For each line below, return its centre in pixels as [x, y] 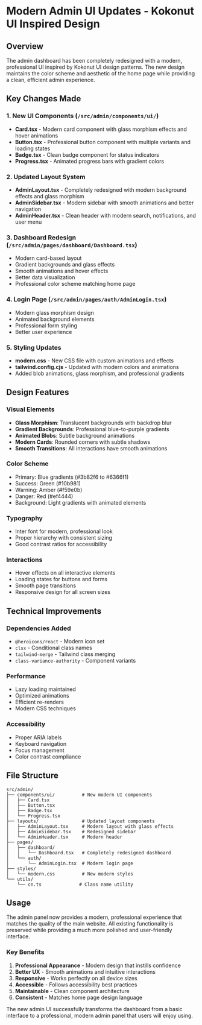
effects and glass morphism [49, 196]
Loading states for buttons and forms [61, 579]
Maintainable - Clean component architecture [72, 991]
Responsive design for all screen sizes [62, 592]
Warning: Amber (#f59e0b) [49, 490]
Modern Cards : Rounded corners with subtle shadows [83, 442]
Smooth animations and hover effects [62, 271]
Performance [26, 676]
